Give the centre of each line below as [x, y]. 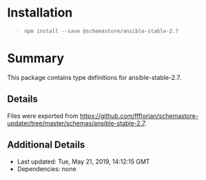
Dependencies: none [47, 169]
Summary [35, 58]
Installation [40, 13]
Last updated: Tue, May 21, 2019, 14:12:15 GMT [83, 161]
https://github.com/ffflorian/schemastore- [139, 116]
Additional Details [46, 145]
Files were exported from [43, 116]
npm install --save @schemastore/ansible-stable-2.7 [101, 31]
